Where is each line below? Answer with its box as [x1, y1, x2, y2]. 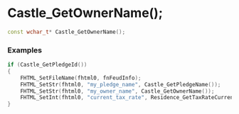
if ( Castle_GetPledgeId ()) [7, 62, 87, 69]
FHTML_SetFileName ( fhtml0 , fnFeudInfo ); [20, 74, 142, 81]
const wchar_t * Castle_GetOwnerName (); [7, 28, 126, 35]
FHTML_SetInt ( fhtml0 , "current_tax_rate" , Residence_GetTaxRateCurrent [20, 94, 237, 101]
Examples [7, 45, 43, 55]
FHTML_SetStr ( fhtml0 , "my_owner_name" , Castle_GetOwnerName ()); [20, 87, 215, 95]
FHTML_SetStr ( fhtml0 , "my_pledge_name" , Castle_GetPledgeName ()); [20, 81, 221, 88]
